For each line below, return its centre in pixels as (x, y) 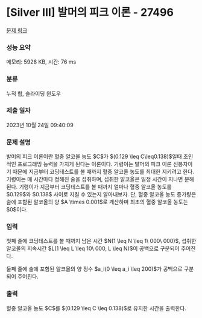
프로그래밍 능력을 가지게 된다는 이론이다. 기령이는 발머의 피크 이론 (94, 164)
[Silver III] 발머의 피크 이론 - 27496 (90, 12)
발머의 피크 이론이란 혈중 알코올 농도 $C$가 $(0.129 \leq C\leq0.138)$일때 (94, 157)
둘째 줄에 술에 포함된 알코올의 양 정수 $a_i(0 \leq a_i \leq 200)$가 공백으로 (94, 269)
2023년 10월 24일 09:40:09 (40, 125)
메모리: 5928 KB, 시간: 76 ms (41, 62)
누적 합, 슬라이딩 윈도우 (34, 93)
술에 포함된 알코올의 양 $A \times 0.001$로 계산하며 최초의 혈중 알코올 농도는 (97, 202)
